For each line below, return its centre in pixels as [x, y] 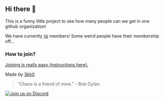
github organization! [26, 26]
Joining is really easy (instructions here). [47, 65]
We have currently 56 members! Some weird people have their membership [82, 36]
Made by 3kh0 [20, 74]
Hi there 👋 [21, 9]
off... [10, 41]
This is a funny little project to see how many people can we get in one [78, 21]
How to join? [20, 54]
